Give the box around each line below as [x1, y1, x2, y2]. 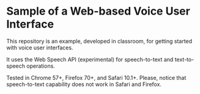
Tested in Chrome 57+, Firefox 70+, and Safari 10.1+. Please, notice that [6, 74, 187, 81]
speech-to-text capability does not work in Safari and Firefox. [6, 81, 162, 88]
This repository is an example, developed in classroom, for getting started [6, 37, 193, 45]
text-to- [174, 56, 194, 63]
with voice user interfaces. [6, 44, 73, 51]
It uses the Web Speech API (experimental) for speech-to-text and [6, 56, 174, 63]
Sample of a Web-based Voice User [6, 4, 191, 18]
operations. [26, 62, 55, 70]
